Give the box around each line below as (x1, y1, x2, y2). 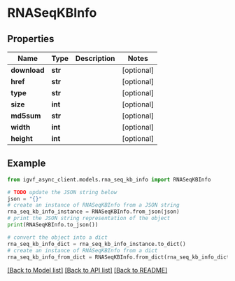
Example (7, 158, 46, 170)
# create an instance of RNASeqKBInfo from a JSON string (7, 202, 180, 209)
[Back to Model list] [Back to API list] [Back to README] (7, 266, 168, 275)
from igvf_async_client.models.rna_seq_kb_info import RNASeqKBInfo (7, 176, 211, 183)
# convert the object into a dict (7, 233, 108, 241)
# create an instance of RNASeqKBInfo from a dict (7, 247, 158, 254)
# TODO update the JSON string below (7, 189, 117, 196)
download (10, 65, 45, 75)
